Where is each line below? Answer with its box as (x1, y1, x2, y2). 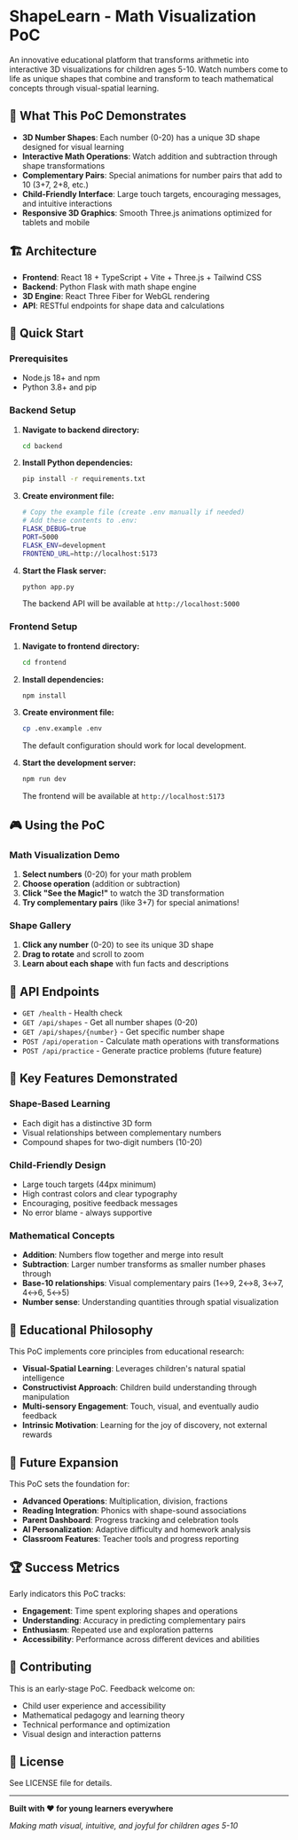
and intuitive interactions (21, 198, 113, 209)
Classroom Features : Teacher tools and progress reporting (21, 1533, 239, 1544)
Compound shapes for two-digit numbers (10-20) (21, 1136, 203, 1147)
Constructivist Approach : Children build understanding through (21, 1382, 257, 1393)
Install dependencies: (21, 674, 105, 684)
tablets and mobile (21, 217, 90, 227)
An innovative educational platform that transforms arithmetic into (9, 54, 250, 65)
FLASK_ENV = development (21, 541, 106, 549)
